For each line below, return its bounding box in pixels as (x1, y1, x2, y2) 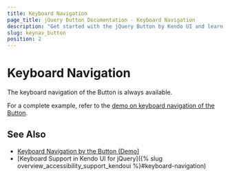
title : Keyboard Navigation (7, 10, 88, 17)
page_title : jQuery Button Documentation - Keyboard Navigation (7, 17, 196, 23)
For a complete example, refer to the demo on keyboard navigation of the (7, 101, 215, 110)
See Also (7, 129, 46, 140)
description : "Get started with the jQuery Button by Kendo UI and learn (7, 23, 224, 30)
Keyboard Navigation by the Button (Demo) (17, 147, 140, 155)
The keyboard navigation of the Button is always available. (7, 88, 173, 96)
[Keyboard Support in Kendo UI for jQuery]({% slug (17, 154, 163, 163)
